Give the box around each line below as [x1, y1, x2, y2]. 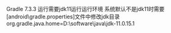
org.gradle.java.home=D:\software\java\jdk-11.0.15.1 [6, 20, 135, 27]
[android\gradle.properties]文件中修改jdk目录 [6, 13, 120, 20]
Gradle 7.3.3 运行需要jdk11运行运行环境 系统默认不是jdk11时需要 [6, 5, 165, 12]
